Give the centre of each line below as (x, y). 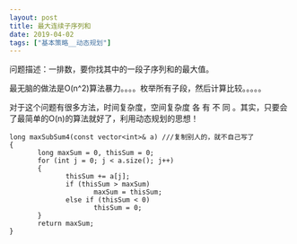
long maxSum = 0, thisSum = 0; (96, 153)
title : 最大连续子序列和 (50, 26)
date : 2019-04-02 (42, 34)
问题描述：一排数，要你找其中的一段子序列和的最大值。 (111, 69)
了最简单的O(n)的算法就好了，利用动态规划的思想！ (104, 118)
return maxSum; (66, 224)
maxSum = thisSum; (128, 192)
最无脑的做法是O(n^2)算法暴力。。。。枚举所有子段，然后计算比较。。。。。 (138, 88)
